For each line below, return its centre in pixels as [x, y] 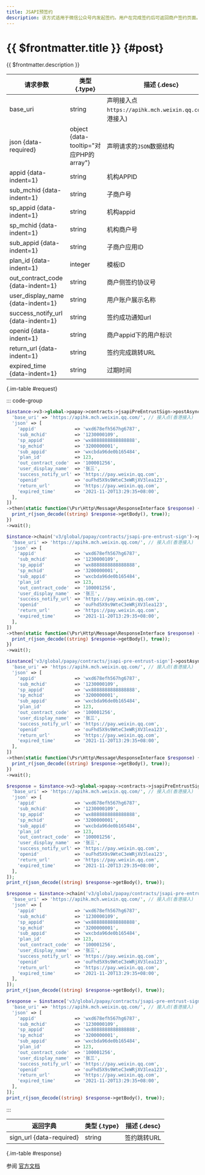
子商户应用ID [125, 247]
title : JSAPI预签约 [30, 12]
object [79, 129]
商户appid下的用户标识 [139, 335]
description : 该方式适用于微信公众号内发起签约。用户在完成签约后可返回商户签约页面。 [104, 18]
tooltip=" [82, 145]
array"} [80, 163]
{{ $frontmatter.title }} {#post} [85, 48]
